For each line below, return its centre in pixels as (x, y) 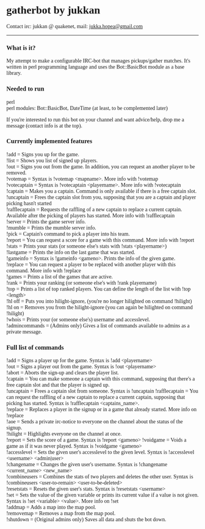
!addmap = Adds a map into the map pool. (51, 507)
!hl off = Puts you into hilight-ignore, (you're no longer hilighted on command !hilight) (99, 301)
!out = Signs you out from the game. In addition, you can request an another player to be (101, 167)
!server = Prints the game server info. (46, 222)
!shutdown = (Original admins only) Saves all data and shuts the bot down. (86, 520)
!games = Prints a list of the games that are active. (59, 277)
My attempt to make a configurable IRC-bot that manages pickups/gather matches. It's (99, 61)
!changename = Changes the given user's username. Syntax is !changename (87, 464)
